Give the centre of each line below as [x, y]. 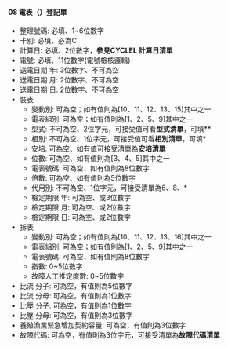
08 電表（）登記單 [38, 12]
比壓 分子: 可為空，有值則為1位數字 [75, 305]
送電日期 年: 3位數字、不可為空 [69, 70]
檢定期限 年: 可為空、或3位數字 [81, 198]
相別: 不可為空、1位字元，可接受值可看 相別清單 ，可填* [119, 139]
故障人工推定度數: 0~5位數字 [77, 276]
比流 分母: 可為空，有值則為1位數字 [75, 296]
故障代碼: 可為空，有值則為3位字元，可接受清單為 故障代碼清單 [120, 335]
